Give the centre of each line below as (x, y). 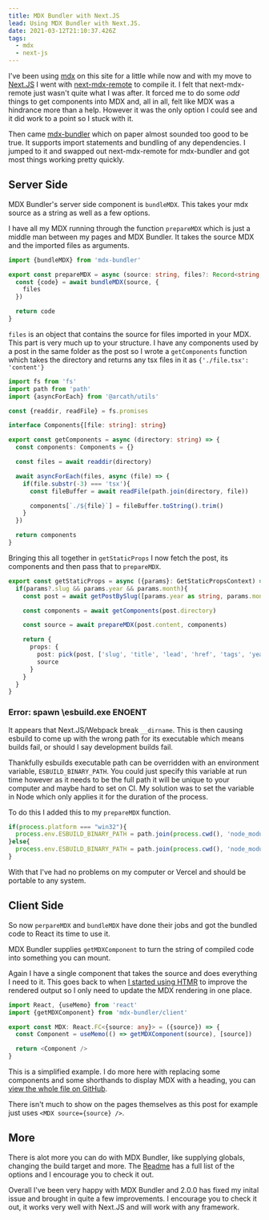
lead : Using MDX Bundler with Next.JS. (75, 23)
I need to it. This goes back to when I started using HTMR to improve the (128, 982)
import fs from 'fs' (43, 381)
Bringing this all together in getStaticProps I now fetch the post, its (118, 558)
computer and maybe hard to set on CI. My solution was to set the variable (131, 788)
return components (46, 535)
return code (36, 311)
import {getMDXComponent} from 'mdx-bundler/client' (98, 1012)
